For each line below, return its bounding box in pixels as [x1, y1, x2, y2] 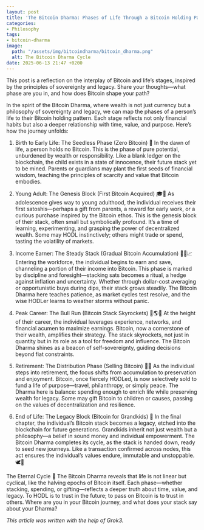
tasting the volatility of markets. [15, 237, 94, 245]
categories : [6, 20, 36, 26]
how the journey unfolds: [6, 127, 69, 134]
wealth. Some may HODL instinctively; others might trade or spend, [15, 231, 184, 238]
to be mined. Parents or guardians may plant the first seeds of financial [15, 165, 193, 172]
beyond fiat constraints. [15, 350, 75, 358]
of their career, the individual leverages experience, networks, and [15, 318, 182, 326]
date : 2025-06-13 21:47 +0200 [6, 60, 83, 66]
